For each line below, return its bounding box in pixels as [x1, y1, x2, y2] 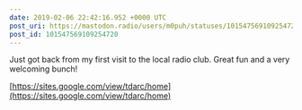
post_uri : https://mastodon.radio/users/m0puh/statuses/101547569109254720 [9, 21, 299, 30]
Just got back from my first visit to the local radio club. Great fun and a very [9, 55, 290, 65]
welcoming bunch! [9, 63, 78, 74]
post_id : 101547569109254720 [9, 30, 119, 38]
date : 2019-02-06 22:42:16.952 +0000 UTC [9, 13, 167, 22]
